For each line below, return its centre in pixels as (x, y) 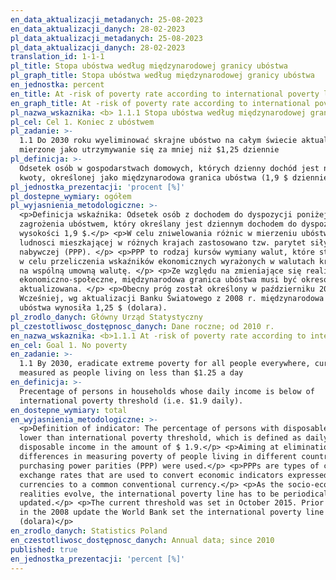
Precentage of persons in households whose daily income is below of (167, 391)
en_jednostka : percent (57, 85)
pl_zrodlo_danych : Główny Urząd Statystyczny (106, 317)
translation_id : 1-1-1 (57, 57)
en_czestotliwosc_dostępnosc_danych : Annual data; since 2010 (142, 540)
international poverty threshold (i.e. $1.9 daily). (131, 401)
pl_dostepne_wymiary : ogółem (71, 196)
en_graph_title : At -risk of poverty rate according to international (160, 103)
